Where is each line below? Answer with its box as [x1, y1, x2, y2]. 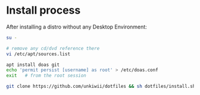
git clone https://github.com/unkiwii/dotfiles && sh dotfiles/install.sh [6, 84, 196, 90]
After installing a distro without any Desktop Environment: [6, 23, 147, 30]
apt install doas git [6, 62, 60, 68]
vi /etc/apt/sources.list [6, 51, 70, 57]
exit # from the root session [6, 72, 86, 79]
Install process [6, 4, 81, 17]
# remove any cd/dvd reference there [6, 45, 100, 51]
